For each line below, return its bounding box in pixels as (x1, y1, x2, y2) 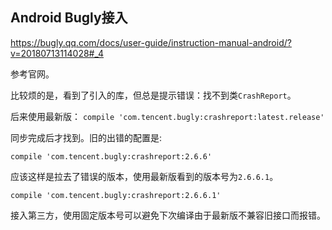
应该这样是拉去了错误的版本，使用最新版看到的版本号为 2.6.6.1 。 (10, 170, 279, 182)
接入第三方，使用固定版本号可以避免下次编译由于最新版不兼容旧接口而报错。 (10, 209, 326, 221)
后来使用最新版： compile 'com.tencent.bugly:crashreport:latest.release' (10, 110, 325, 122)
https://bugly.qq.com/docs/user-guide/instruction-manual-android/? (10, 36, 292, 48)
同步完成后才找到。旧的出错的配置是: (10, 131, 163, 143)
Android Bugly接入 (10, 9, 128, 27)
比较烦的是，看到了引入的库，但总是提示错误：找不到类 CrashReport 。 (10, 89, 297, 101)
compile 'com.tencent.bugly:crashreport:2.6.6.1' (10, 190, 222, 200)
